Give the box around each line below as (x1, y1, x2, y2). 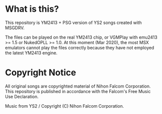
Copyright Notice (5, 67, 77, 78)
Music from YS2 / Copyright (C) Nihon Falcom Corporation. (5, 103, 124, 109)
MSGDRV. (5, 24, 25, 30)
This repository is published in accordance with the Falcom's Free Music (5, 88, 151, 94)
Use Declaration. (5, 93, 39, 99)
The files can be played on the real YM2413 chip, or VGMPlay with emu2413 (5, 34, 158, 40)
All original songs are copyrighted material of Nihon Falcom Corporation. (5, 83, 151, 89)
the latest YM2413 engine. (5, 50, 58, 56)
